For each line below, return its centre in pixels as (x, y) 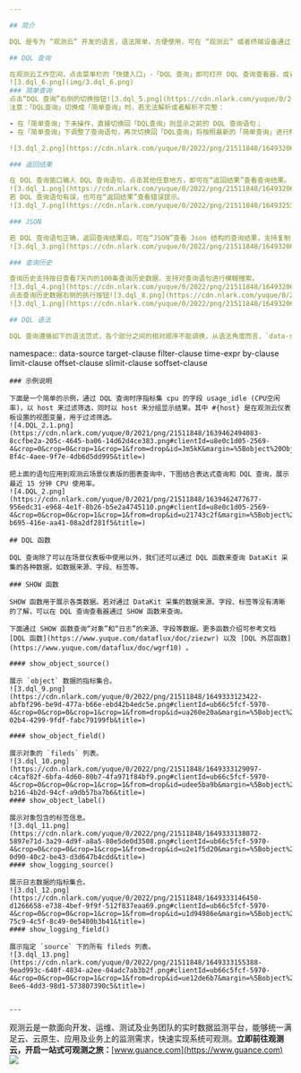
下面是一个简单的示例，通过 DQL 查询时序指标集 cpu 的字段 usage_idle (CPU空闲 (145, 398)
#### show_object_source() (60, 663)
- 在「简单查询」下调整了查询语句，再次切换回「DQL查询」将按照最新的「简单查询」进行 (149, 132)
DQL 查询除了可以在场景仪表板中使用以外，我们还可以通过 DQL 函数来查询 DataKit (143, 557)
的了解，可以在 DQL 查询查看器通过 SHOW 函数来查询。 (98, 611)
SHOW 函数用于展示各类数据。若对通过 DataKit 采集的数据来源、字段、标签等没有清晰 (147, 602)
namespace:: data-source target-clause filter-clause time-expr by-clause (144, 353)
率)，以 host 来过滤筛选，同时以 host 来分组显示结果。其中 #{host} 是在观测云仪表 (150, 408)
